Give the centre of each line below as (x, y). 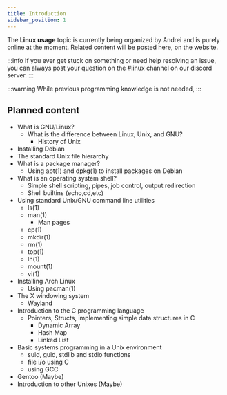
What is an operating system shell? (67, 178)
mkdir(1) (39, 237)
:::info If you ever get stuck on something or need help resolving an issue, (112, 60)
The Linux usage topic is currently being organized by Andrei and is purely (113, 39)
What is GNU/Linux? (46, 127)
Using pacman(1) (51, 288)
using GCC (43, 369)
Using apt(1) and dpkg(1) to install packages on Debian (105, 171)
